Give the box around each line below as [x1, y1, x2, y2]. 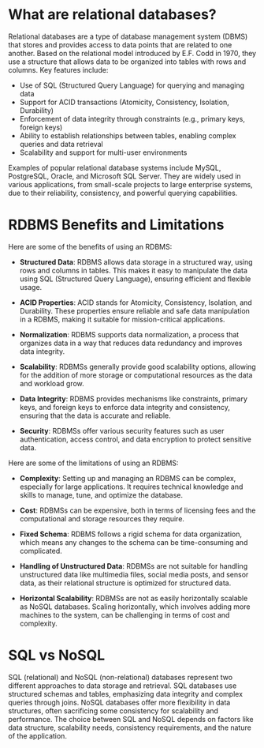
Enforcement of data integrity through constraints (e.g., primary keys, [19, 114, 246, 123]
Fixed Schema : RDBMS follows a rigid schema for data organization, [19, 529, 243, 539]
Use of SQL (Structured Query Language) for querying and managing [19, 81, 245, 90]
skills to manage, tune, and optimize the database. [19, 490, 184, 499]
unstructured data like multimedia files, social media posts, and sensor [19, 569, 249, 579]
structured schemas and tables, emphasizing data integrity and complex [8, 689, 243, 698]
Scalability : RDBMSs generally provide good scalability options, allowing [19, 362, 256, 371]
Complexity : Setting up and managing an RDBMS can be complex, [19, 473, 236, 483]
